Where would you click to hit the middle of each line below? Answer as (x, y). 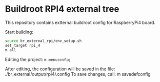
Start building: (19, 32)
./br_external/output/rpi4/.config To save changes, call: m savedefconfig (78, 74)
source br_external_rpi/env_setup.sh (43, 41)
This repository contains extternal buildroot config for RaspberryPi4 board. (80, 22)
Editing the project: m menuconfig (38, 59)
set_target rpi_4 (23, 45)
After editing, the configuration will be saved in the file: (60, 69)
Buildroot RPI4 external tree (62, 9)
